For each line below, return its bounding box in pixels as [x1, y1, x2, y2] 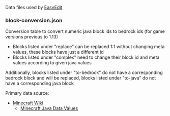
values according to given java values [12, 60, 92, 66]
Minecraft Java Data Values [20, 105, 78, 111]
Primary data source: [5, 90, 49, 96]
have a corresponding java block [5, 81, 74, 87]
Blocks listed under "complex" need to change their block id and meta [12, 54, 160, 60]
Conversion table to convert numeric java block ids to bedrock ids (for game [5, 28, 165, 34]
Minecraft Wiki [12, 100, 43, 106]
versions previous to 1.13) [5, 34, 59, 40]
